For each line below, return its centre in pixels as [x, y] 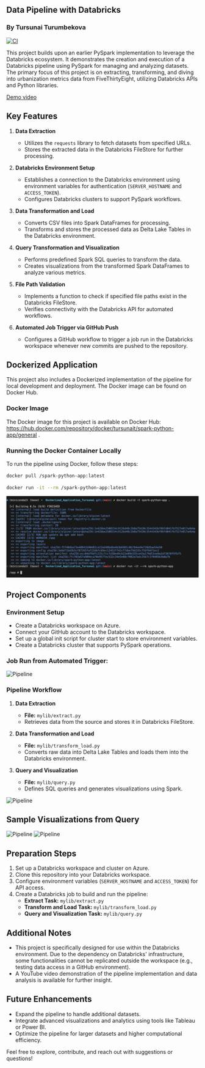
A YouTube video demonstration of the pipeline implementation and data [106, 973]
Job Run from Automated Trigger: [57, 661]
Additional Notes [39, 933]
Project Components [46, 595]
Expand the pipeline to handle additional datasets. [78, 1014]
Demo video [22, 97]
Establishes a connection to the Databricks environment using [102, 179]
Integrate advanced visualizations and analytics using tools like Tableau [105, 1020]
